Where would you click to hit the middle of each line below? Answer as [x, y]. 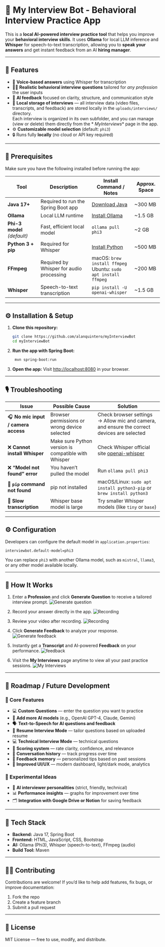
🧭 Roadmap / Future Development [57, 685]
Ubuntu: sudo [107, 269]
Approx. [146, 183]
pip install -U [109, 287]
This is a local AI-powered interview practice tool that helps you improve [80, 34]
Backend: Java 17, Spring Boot [43, 835]
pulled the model [70, 474]
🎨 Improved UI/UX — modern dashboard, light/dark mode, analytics [81, 764]
